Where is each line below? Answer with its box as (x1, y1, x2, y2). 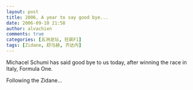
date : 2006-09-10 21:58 (6, 20, 66, 26)
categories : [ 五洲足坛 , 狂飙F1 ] (6, 37, 82, 43)
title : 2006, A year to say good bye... (6, 14, 109, 20)
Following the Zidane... (6, 76, 62, 84)
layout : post (6, 8, 39, 15)
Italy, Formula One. (6, 65, 53, 72)
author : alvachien (6, 25, 52, 32)
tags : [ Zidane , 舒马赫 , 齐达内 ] (6, 43, 82, 49)
